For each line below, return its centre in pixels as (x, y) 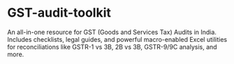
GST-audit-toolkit (59, 13)
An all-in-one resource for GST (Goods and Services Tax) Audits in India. (112, 32)
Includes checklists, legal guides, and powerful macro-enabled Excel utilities (117, 39)
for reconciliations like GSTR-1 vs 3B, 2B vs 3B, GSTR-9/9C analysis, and (112, 47)
